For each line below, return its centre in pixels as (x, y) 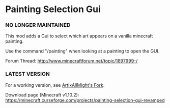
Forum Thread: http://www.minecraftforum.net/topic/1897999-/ (72, 61)
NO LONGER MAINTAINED (38, 25)
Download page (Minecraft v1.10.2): (42, 95)
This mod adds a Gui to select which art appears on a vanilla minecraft (79, 36)
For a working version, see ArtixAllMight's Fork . (55, 85)
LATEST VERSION (27, 74)
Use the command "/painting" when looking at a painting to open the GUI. (82, 51)
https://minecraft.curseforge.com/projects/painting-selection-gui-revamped (85, 100)
